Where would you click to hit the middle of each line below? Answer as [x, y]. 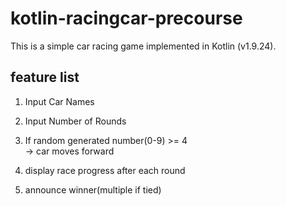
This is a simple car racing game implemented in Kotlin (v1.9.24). [143, 46]
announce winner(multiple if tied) [93, 189]
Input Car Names [59, 101]
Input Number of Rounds [75, 121]
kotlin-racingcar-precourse [126, 18]
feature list [45, 77]
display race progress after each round [105, 170]
